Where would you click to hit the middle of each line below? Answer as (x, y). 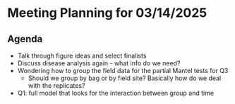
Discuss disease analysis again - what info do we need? (99, 63)
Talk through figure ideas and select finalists (82, 56)
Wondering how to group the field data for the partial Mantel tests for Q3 (123, 71)
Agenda (25, 39)
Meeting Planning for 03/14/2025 (107, 13)
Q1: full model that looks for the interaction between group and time (115, 93)
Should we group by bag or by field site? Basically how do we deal (125, 78)
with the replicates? (56, 85)
